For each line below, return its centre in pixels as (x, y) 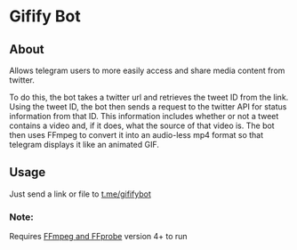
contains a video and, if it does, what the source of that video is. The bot (142, 125)
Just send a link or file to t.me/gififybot (80, 194)
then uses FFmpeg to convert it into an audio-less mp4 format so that (136, 135)
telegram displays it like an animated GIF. (84, 145)
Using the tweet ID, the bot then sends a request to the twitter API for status (148, 107)
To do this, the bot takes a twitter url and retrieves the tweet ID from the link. (149, 97)
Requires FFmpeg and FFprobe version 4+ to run (99, 237)
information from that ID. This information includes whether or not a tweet (144, 116)
